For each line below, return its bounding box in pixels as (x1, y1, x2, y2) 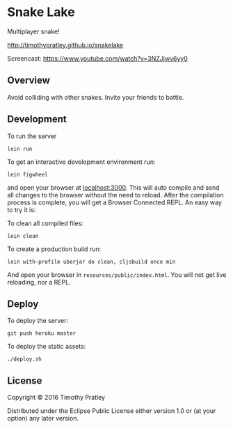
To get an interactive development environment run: (7, 158, 156, 166)
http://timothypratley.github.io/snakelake (7, 40, 124, 49)
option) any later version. (7, 414, 79, 423)
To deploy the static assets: (7, 343, 86, 351)
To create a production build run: (7, 245, 102, 253)
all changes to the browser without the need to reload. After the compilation (7, 190, 224, 199)
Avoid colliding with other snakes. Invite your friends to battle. (7, 93, 184, 101)
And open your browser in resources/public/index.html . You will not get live (7, 270, 227, 279)
